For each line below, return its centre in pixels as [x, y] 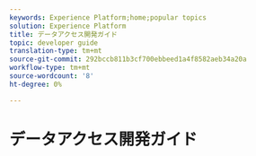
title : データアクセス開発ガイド [64, 34]
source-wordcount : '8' [52, 76]
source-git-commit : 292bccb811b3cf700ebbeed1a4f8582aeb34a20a [128, 59]
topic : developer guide [54, 43]
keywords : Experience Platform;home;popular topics [108, 17]
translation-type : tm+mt [56, 51]
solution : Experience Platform [68, 26]
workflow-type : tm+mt [50, 68]
